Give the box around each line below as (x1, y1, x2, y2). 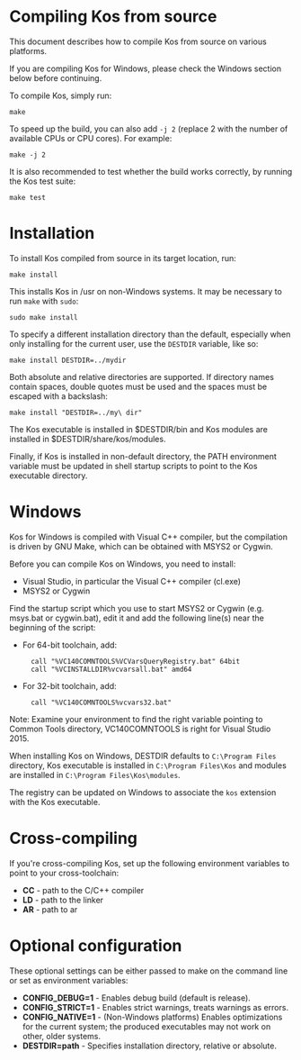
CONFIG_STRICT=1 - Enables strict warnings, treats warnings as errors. (22, 1001, 289, 1012)
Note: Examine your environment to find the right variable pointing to (9, 713, 263, 724)
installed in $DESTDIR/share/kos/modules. (9, 433, 166, 444)
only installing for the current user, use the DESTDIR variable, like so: (9, 338, 259, 349)
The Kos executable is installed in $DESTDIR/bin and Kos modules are (9, 423, 268, 434)
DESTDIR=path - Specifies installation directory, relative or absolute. (22, 1040, 277, 1051)
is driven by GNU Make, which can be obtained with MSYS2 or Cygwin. (9, 540, 273, 551)
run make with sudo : (9, 295, 79, 306)
